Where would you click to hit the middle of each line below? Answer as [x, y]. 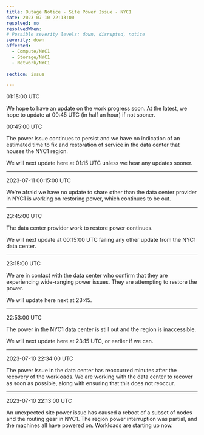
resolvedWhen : [24, 29]
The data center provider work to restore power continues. [80, 228]
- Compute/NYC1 [31, 52]
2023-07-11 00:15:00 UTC [39, 180]
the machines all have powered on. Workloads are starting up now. [90, 425]
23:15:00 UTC [24, 264]
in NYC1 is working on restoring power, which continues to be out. [89, 199]
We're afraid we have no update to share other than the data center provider [102, 193]
